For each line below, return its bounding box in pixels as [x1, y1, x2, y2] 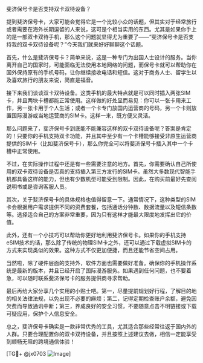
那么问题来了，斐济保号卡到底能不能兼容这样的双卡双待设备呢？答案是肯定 [6, 125, 192, 132]
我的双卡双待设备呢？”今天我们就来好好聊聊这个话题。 [11, 41, 147, 48]
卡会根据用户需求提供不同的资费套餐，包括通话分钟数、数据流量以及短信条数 [6, 203, 197, 211]
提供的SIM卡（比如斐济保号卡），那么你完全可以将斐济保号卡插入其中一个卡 [6, 140, 193, 147]
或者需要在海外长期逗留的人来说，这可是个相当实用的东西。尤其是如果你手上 [6, 26, 197, 33]
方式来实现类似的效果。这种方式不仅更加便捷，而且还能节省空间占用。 [6, 247, 181, 253]
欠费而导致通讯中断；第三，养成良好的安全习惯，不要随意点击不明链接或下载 [6, 302, 197, 310]
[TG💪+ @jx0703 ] [6, 350, 71, 357]
